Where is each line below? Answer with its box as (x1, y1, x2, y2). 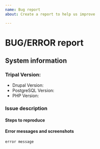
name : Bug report (5, 7, 41, 12)
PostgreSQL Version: (12, 88, 55, 94)
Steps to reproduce (5, 117, 45, 123)
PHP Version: (12, 93, 39, 99)
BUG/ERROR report (5, 37, 84, 48)
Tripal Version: (5, 72, 41, 78)
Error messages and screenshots (5, 128, 75, 134)
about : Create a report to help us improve (5, 12, 96, 17)
